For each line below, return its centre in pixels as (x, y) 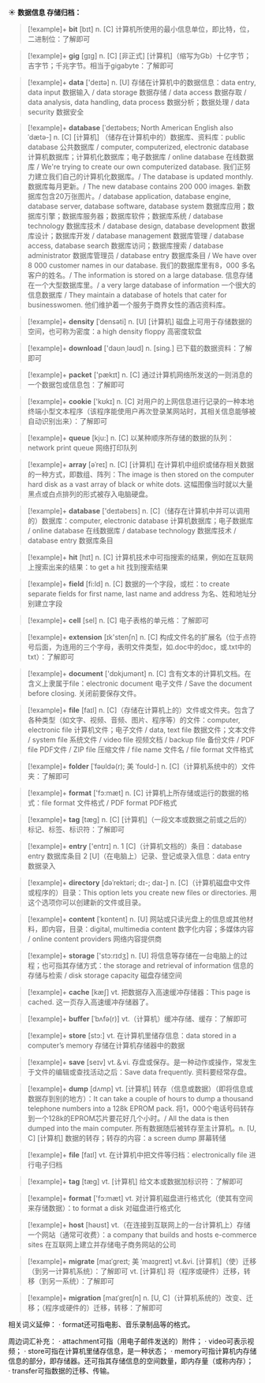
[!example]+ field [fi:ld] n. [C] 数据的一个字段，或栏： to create (129, 584)
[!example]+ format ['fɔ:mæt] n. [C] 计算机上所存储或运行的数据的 (134, 793)
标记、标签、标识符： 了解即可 (76, 829)
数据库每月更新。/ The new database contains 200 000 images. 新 (136, 186)
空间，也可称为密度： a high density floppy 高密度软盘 (115, 331)
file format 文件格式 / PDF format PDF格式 (109, 803)
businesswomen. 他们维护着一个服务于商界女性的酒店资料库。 (129, 305)
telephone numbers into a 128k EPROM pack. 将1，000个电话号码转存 (141, 1108)
